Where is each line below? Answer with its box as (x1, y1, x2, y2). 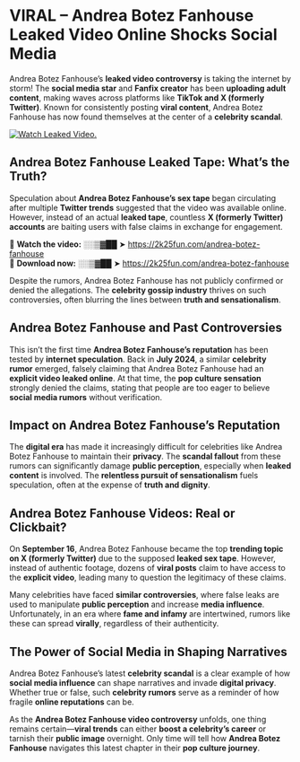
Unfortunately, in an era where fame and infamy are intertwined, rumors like (9, 609, 291, 619)
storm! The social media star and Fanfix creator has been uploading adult (9, 83, 287, 93)
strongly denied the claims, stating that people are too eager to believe (9, 382, 270, 393)
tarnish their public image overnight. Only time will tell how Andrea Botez (9, 733, 281, 743)
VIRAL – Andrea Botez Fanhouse (9, 5, 254, 26)
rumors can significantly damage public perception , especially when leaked (9, 460, 292, 471)
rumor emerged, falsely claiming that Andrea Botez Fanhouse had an (9, 363, 264, 373)
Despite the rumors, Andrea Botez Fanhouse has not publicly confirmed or (9, 275, 284, 285)
